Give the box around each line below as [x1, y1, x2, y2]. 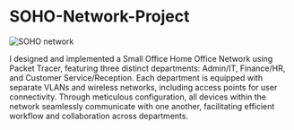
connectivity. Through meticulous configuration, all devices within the [9, 91, 267, 102]
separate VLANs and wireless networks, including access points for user [9, 82, 278, 92]
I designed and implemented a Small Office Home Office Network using [9, 53, 273, 64]
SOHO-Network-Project [9, 6, 190, 27]
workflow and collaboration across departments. [9, 110, 189, 121]
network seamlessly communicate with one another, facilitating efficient [9, 100, 275, 111]
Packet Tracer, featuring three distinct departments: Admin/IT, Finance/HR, [9, 63, 286, 74]
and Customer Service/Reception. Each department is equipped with [9, 72, 264, 82]
